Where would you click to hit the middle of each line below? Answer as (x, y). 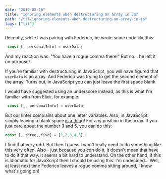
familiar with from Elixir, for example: (42, 97)
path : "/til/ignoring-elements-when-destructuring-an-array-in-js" (76, 19)
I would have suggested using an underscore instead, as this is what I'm (79, 91)
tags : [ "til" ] (20, 24)
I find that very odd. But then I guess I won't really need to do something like (83, 144)
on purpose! (18, 62)
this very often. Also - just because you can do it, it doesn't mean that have (82, 150)
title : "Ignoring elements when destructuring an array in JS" (72, 14)
